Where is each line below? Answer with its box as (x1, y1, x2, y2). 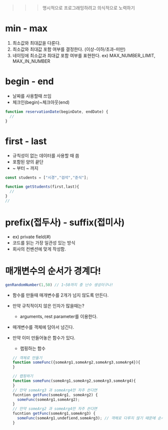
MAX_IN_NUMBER (12, 58, 50, 64)
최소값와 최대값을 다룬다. (12, 40, 61, 46)
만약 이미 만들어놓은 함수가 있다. (12, 335, 75, 341)
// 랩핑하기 (12, 374, 33, 379)
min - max (5, 23, 47, 34)
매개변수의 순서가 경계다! (5, 265, 101, 276)
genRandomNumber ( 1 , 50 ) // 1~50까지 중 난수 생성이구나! (5, 282, 113, 288)
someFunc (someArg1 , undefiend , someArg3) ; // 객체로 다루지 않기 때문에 (17, 416, 156, 421)
